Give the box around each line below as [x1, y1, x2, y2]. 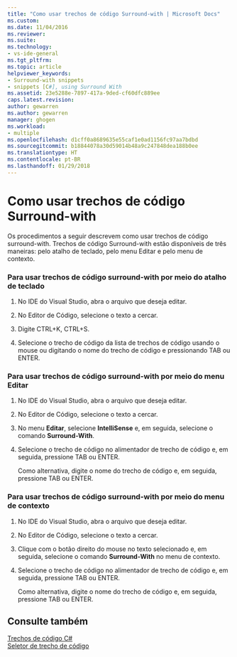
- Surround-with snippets [7, 76, 84, 84]
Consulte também [7, 615, 89, 627]
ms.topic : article [7, 63, 62, 70]
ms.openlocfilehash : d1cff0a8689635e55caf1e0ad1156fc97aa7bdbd [7, 136, 199, 143]
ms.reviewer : [7, 30, 46, 38]
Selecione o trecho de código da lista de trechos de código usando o [17, 338, 220, 347]
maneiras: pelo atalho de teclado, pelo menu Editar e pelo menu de [7, 247, 204, 255]
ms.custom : [7, 17, 40, 24]
